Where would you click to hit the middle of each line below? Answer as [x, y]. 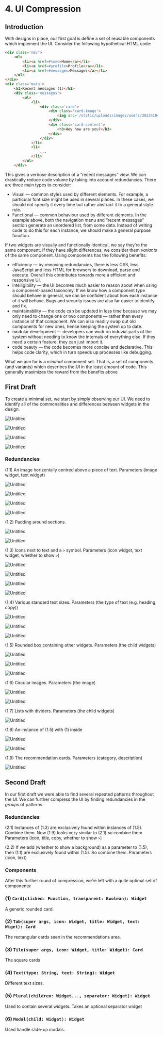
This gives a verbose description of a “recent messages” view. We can [76, 174]
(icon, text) [16, 858]
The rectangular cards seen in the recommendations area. [63, 937]
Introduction [24, 27]
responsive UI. [26, 280]
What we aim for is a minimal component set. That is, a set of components [79, 361]
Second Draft [25, 783]
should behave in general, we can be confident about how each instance [85, 295]
